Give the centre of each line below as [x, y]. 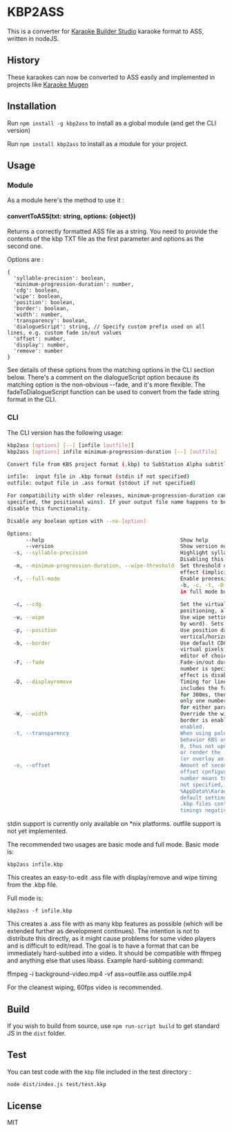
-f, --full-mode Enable [106, 578]
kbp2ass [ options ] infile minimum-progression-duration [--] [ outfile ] [112, 452]
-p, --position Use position [115, 630]
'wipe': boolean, [38, 297]
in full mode [199, 592]
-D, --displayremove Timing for [113, 682]
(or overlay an [202, 759]
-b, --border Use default [114, 643]
